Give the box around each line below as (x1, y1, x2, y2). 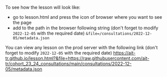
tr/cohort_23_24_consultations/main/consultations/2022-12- (5, 61, 132, 66)
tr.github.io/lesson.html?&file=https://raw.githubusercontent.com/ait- (5, 55, 150, 61)
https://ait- (113, 50, 136, 56)
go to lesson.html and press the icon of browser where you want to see (12, 14, 162, 20)
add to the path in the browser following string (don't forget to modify (12, 25, 159, 31)
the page (12, 20, 32, 25)
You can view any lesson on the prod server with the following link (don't (5, 45, 158, 50)
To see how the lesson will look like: (5, 5, 80, 10)
